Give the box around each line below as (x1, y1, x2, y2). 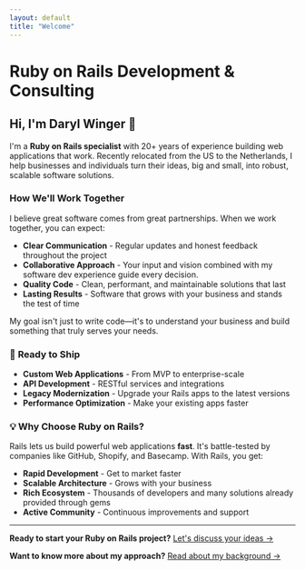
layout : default (9, 13, 71, 23)
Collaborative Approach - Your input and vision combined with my (22, 259, 273, 270)
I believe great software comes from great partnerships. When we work (9, 213, 277, 224)
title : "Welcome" (9, 22, 75, 31)
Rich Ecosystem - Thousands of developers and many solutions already (22, 487, 294, 498)
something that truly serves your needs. (9, 325, 159, 336)
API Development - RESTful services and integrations (22, 378, 225, 389)
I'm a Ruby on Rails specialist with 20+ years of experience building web (9, 140, 284, 151)
